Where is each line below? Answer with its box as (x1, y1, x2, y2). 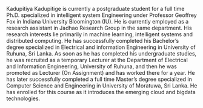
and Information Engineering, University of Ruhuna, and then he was (6, 63, 177, 70)
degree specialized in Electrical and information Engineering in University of (6, 43, 196, 51)
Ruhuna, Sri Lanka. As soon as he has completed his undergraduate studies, (6, 50, 197, 57)
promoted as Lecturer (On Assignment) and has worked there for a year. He (6, 69, 195, 76)
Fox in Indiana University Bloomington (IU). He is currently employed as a (6, 18, 189, 25)
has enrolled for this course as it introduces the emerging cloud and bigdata (6, 89, 196, 95)
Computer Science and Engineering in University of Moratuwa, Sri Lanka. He (6, 82, 198, 89)
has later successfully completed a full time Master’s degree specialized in (6, 75, 192, 83)
